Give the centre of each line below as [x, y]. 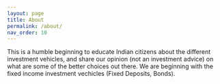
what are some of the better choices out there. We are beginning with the [110, 66]
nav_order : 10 [27, 32]
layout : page [26, 13]
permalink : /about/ [35, 26]
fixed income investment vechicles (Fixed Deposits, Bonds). [91, 74]
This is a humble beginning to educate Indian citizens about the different [109, 52]
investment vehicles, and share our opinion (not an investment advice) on [110, 59]
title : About [26, 20]
